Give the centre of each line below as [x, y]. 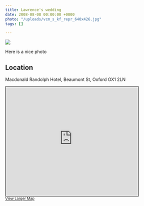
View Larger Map [20, 199]
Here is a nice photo [26, 52]
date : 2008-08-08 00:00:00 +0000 [40, 14]
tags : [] [14, 24]
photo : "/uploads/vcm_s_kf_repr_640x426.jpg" [53, 19]
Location [19, 67]
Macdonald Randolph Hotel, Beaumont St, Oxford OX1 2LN [65, 79]
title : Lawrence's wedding [33, 10]
